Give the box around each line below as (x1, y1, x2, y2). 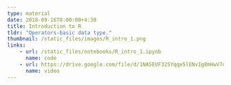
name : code (25, 55, 57, 62)
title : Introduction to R (7, 23, 81, 29)
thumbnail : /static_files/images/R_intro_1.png (7, 36, 146, 42)
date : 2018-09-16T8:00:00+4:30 (7, 16, 97, 23)
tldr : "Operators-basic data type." (7, 29, 112, 36)
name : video (25, 67, 60, 74)
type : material (7, 10, 51, 17)
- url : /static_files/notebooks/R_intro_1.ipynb (19, 49, 162, 56)
